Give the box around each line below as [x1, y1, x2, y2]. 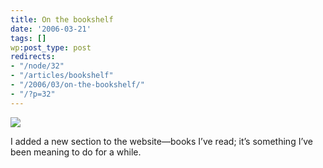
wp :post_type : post [10, 42, 92, 53]
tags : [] [10, 33, 47, 43]
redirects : [10, 52, 56, 62]
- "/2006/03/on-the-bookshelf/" [10, 80, 145, 90]
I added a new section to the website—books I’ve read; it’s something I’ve [10, 135, 314, 147]
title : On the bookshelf [10, 14, 114, 25]
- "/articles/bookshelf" [10, 71, 114, 81]
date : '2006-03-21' [10, 24, 92, 34]
